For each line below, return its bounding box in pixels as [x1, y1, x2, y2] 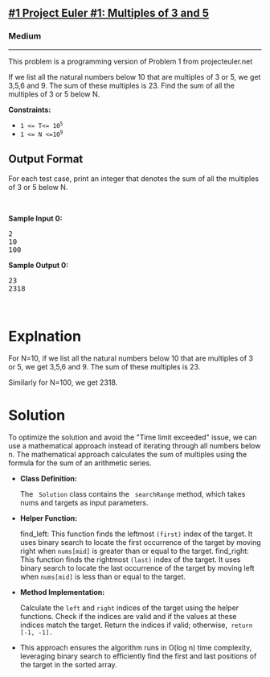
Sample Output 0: [8, 260, 69, 270]
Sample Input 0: [8, 213, 63, 223]
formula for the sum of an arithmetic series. [8, 458, 152, 468]
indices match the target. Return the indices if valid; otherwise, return [19, 620, 253, 630]
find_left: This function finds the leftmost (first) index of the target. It [19, 529, 253, 539]
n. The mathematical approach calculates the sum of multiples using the [8, 450, 247, 460]
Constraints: [8, 105, 51, 114]
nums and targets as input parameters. [19, 498, 149, 508]
